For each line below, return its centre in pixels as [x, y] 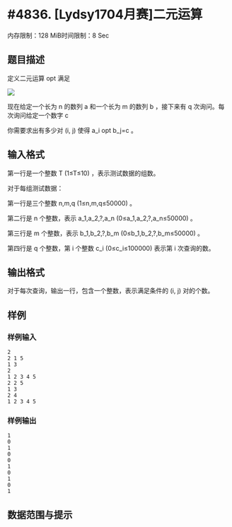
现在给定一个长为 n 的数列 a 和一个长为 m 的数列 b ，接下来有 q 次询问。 [113, 106]
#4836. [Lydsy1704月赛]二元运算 [105, 14]
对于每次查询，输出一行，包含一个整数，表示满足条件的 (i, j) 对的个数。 [111, 291]
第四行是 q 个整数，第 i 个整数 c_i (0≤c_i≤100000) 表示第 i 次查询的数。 [111, 248]
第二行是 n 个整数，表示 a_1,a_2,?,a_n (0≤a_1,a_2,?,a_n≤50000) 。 [102, 218]
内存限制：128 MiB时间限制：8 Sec [58, 35]
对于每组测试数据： [35, 188]
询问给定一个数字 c [41, 115]
